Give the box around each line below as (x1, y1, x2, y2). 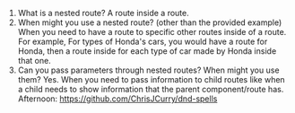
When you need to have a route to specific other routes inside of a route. (17, 27, 287, 37)
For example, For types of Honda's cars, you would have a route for (17, 36, 268, 47)
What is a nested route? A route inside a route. (17, 8, 190, 18)
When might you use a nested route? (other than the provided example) (17, 17, 282, 28)
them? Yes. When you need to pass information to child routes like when (17, 74, 285, 84)
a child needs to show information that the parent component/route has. (17, 84, 284, 94)
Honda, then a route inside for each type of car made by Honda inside (17, 46, 277, 56)
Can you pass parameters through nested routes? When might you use (17, 65, 280, 75)
